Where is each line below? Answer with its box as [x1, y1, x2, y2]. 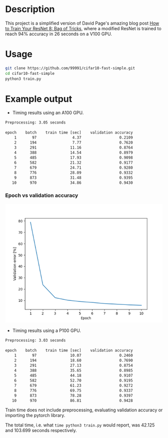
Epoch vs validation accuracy [5, 192, 78, 199]
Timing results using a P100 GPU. [12, 327, 81, 334]
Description [5, 4, 55, 15]
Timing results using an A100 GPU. [12, 110, 84, 116]
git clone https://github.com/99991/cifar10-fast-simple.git [5, 65, 135, 71]
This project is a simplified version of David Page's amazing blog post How [5, 20, 159, 26]
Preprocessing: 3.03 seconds [5, 338, 66, 343]
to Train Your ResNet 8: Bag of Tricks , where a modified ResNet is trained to [5, 25, 161, 31]
